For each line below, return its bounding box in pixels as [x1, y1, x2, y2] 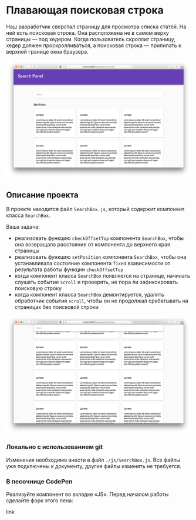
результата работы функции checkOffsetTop [14, 266, 124, 273]
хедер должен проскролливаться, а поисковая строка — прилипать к [6, 42, 182, 49]
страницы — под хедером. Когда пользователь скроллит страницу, [6, 35, 176, 42]
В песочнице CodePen [6, 477, 73, 485]
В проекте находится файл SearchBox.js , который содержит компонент [6, 206, 185, 213]
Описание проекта [6, 190, 79, 200]
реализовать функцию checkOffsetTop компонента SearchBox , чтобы [14, 235, 184, 242]
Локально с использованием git [6, 443, 103, 451]
